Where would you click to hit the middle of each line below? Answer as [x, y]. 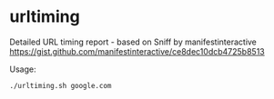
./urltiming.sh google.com [61, 85]
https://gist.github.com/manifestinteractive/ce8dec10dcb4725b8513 [137, 51]
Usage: [23, 69]
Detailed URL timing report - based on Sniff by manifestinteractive [133, 42]
